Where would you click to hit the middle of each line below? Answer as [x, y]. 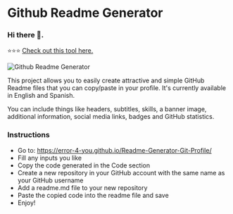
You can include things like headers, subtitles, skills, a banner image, [107, 109]
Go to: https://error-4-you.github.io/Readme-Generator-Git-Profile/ [115, 150]
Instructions [29, 135]
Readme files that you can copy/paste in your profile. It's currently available [117, 88]
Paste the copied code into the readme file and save [93, 195]
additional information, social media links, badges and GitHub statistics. [111, 117]
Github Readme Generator [85, 13]
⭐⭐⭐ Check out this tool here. [50, 51]
